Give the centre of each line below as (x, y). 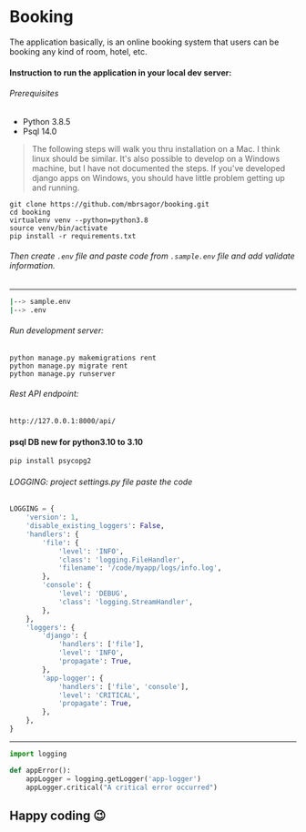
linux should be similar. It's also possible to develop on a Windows (156, 158)
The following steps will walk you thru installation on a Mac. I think (156, 148)
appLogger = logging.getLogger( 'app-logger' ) (114, 779)
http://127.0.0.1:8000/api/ (63, 421)
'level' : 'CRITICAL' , (99, 695)
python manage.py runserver (63, 374)
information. (32, 266)
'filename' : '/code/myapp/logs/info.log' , (140, 568)
